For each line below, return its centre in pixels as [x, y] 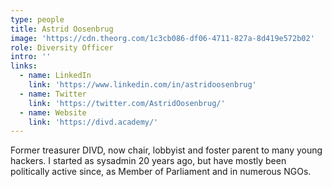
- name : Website [53, 112]
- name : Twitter [53, 94]
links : [24, 66]
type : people [37, 19]
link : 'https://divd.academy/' [93, 122]
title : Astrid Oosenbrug [62, 29]
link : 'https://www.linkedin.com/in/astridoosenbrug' [142, 85]
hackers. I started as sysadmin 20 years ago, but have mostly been [148, 161]
